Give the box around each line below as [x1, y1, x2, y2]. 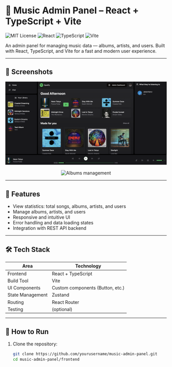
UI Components [7, 285, 41, 291]
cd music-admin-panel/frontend [12, 357, 80, 362]
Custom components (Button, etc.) [52, 285, 125, 291]
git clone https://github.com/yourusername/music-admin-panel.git [12, 352, 158, 357]
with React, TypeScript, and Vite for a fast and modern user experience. [5, 48, 157, 54]
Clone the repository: [12, 341, 58, 347]
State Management [7, 292, 48, 298]
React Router [52, 299, 79, 305]
